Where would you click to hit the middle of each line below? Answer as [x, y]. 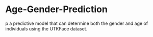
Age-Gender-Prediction [57, 9]
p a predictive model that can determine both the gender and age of [77, 23]
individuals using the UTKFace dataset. [46, 28]
